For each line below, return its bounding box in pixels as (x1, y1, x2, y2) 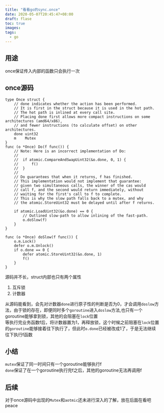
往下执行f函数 (5, 331, 33, 337)
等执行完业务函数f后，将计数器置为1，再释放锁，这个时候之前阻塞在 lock (5, 319, 151, 325)
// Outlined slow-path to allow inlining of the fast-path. (23, 213, 148, 218)
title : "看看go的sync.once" (5, 7, 60, 12)
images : (5, 26, 21, 30)
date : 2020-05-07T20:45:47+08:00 (5, 12, 74, 17)
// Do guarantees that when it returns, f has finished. (14, 174, 133, 179)
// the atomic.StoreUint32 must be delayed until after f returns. (14, 200, 155, 205)
